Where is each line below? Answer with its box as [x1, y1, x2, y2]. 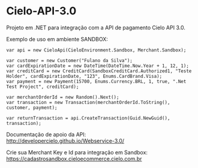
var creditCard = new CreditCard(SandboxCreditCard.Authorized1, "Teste [6, 68, 192, 74]
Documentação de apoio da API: [6, 130, 86, 138]
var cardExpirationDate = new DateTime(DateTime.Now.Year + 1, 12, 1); [6, 63, 189, 69]
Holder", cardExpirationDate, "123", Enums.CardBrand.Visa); [6, 73, 163, 79]
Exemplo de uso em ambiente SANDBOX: [6, 35, 108, 42]
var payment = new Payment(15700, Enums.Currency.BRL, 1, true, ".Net [6, 78, 187, 84]
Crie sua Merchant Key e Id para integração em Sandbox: [6, 148, 148, 156]
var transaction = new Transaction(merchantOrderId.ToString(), [6, 99, 170, 105]
